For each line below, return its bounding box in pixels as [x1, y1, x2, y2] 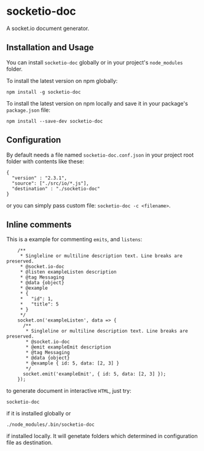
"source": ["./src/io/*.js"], [12, 180, 89, 187]
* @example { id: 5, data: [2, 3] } [25, 360, 120, 366]
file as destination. [6, 439, 53, 446]
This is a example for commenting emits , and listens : [6, 236, 143, 243]
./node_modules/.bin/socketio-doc [6, 422, 95, 428]
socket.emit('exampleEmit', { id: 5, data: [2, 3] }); [22, 371, 167, 377]
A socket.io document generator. [6, 25, 90, 32]
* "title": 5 [20, 301, 60, 307]
